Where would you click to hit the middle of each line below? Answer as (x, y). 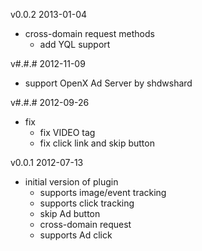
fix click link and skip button (97, 143)
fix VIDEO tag (67, 132)
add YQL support (75, 44)
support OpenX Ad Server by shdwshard (108, 83)
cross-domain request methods (89, 33)
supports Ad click (76, 235)
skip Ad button (70, 213)
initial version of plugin (71, 182)
